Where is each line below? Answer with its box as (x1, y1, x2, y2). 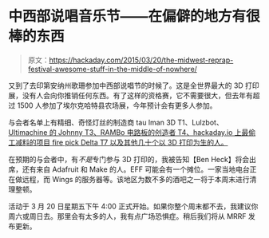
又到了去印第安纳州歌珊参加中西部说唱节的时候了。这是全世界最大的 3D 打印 (8, 81, 259, 90)
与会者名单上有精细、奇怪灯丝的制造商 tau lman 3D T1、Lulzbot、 (8, 117, 224, 127)
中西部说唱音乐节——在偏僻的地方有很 (8, 7, 261, 26)
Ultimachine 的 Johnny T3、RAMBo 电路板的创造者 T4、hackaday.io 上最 (8, 127, 249, 137)
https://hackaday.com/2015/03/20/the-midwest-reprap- (49, 55, 234, 65)
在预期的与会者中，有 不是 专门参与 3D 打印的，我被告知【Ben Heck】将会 (8, 154, 250, 164)
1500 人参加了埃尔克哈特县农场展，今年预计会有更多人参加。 (17, 101, 217, 110)
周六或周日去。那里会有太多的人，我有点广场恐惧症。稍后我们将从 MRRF (8, 211, 247, 220)
